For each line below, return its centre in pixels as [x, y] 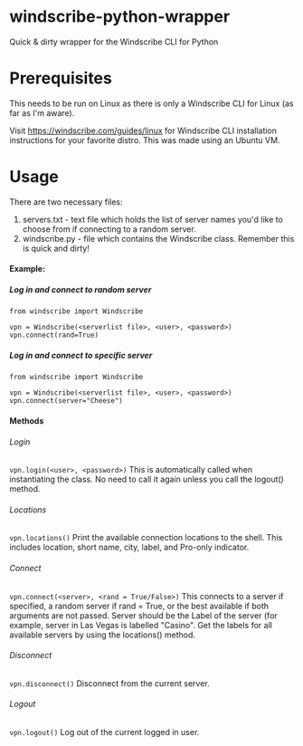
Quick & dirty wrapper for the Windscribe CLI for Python [114, 42]
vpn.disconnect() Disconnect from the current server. [109, 683]
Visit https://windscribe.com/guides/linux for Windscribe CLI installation [143, 130]
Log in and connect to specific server [81, 355]
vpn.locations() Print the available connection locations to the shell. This [146, 538]
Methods [27, 421]
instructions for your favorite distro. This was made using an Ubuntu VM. [145, 140]
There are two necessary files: [66, 202]
